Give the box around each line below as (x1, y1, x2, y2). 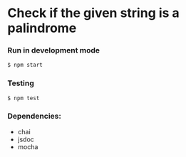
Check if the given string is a (7, 5, 180, 21)
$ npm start (7, 62, 43, 69)
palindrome (7, 20, 77, 36)
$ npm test (7, 94, 40, 102)
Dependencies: (7, 112, 62, 121)
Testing (7, 78, 34, 88)
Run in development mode (7, 45, 100, 55)
